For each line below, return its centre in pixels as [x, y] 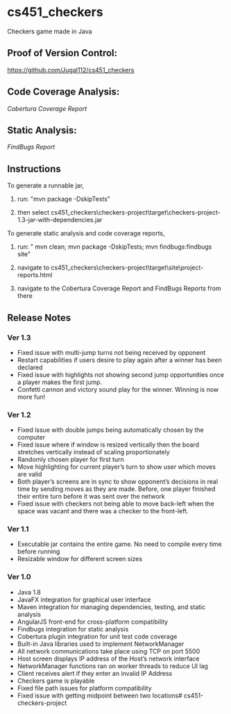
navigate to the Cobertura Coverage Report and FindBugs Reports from [119, 288]
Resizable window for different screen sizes [80, 559]
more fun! [31, 397]
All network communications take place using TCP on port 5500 [109, 651]
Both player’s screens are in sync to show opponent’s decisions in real [118, 482]
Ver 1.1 [18, 529]
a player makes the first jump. [60, 382]
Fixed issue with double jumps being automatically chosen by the [110, 430]
